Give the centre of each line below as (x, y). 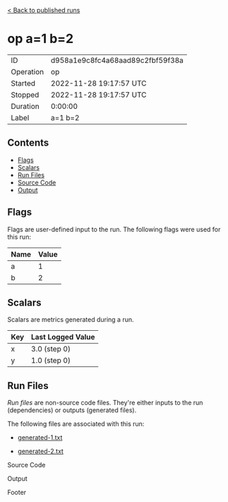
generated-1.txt (40, 438)
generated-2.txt (40, 451)
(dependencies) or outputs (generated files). (72, 410)
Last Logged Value (63, 337)
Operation (28, 71)
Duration (25, 106)
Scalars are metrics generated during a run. (71, 320)
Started (23, 83)
